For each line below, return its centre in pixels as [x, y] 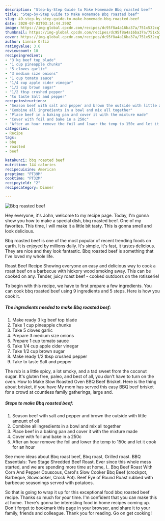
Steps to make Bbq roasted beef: [39, 403]
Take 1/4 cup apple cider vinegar [45, 346]
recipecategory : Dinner [29, 188]
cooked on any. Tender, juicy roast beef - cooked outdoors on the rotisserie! [82, 276]
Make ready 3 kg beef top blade [44, 319]
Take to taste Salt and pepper [42, 361]
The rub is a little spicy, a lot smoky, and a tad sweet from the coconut [76, 371]
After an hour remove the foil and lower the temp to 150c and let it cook [84, 442]
